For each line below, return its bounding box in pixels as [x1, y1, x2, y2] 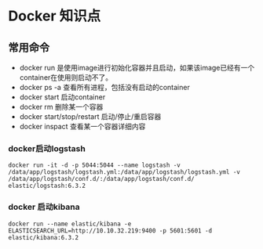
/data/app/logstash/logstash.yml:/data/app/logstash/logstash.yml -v [8, 168, 241, 176]
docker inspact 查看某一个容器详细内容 [19, 122, 146, 131]
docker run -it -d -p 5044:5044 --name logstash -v [8, 161, 181, 169]
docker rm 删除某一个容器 [19, 103, 104, 111]
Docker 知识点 [8, 7, 101, 25]
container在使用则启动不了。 [19, 73, 113, 82]
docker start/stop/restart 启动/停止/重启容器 [19, 112, 162, 121]
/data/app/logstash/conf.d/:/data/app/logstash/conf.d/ [8, 175, 195, 183]
